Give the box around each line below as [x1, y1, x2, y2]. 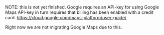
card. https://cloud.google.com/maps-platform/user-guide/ [5, 15, 127, 20]
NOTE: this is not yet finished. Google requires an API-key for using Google [5, 4, 160, 10]
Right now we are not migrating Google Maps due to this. [5, 24, 122, 30]
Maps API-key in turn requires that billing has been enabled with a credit [5, 9, 154, 15]
